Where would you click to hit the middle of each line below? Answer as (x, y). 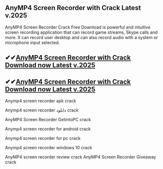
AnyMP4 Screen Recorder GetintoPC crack (48, 120)
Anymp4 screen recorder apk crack (41, 101)
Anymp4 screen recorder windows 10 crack (49, 148)
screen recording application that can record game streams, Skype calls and (81, 32)
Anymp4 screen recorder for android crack (48, 129)
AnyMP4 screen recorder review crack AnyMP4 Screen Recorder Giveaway (81, 157)
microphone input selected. (33, 42)
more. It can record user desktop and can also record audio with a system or (81, 37)
